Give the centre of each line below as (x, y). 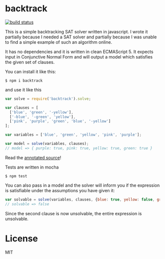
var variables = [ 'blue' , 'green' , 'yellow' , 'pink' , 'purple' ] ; (73, 135)
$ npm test (16, 176)
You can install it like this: (31, 71)
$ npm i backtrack (24, 81)
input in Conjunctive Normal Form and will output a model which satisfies (79, 57)
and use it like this (23, 89)
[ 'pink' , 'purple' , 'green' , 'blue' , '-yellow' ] (60, 121)
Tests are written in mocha (32, 167)
